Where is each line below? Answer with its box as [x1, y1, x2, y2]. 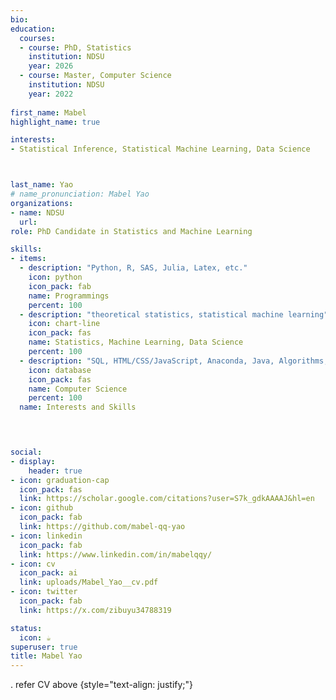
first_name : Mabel [10, 107, 87, 118]
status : [10, 623, 43, 633]
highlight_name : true [10, 117, 101, 127]
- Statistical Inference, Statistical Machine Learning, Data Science [10, 144, 311, 155]
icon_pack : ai [19, 568, 78, 578]
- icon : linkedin [10, 531, 83, 541]
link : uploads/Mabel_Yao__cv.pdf [19, 577, 159, 588]
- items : [10, 254, 47, 264]
